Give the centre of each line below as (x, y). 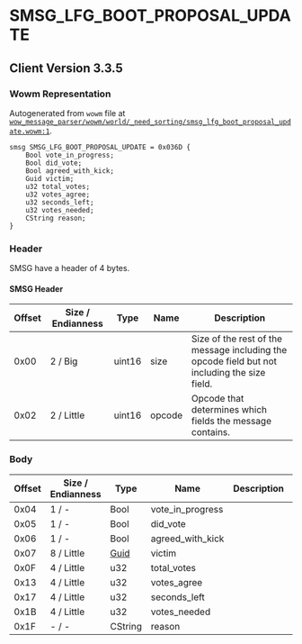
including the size (229, 373)
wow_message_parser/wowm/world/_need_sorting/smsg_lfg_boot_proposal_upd (151, 122)
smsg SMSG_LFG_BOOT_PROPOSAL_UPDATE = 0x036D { (100, 147)
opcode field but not (234, 361)
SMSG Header (36, 288)
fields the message (232, 422)
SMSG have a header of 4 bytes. (70, 268)
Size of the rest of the (237, 339)
